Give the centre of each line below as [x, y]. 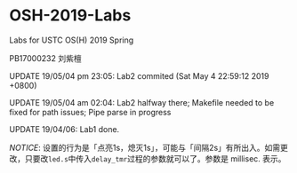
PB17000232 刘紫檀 [45, 58]
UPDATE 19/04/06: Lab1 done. [64, 129]
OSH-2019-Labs [70, 16]
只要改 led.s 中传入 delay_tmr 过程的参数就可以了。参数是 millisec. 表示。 [155, 158]
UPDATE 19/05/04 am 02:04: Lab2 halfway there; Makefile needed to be [142, 102]
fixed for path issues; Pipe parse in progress [90, 112]
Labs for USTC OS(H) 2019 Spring [72, 40]
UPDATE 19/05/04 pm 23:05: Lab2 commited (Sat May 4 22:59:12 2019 [139, 75]
